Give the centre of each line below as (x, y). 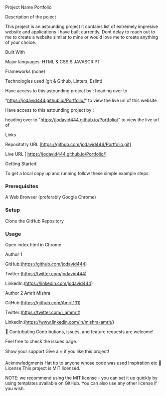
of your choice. (21, 42)
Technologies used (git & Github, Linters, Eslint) (54, 81)
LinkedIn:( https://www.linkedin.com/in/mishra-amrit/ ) (60, 322)
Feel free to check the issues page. (41, 341)
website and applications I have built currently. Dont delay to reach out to (80, 32)
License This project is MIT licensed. (43, 368)
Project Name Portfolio (28, 7)
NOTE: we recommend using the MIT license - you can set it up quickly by (82, 378)
